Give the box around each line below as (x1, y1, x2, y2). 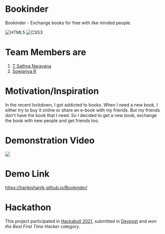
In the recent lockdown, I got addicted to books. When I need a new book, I (5, 102, 158, 108)
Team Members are (5, 47, 86, 58)
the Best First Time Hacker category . (5, 223, 81, 229)
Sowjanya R (12, 68, 37, 74)
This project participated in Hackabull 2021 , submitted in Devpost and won (5, 218, 157, 224)
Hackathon (5, 201, 51, 213)
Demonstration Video (5, 135, 95, 146)
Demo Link (5, 168, 50, 179)
